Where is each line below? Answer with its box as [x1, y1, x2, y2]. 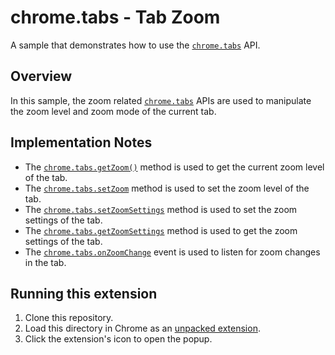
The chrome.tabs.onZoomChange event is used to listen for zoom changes [24, 246, 321, 258]
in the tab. [24, 256, 67, 268]
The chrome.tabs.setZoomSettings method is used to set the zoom [24, 203, 298, 215]
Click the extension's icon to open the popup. [24, 333, 213, 345]
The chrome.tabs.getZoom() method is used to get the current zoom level [24, 161, 325, 173]
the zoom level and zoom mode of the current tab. [10, 105, 217, 117]
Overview [10, 68, 73, 85]
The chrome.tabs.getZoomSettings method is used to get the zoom [24, 224, 298, 236]
